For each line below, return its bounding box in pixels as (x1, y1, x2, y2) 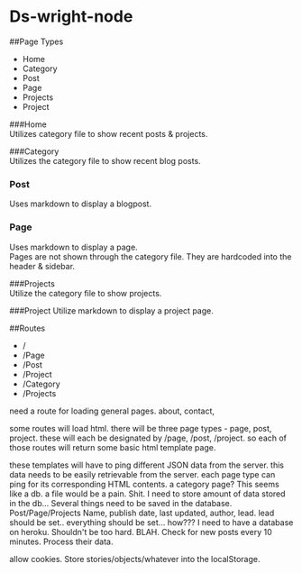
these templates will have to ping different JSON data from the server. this (9, 459, 285, 470)
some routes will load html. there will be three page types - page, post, (9, 423, 272, 433)
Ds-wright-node (9, 6, 133, 27)
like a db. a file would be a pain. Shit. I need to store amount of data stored (9, 488, 286, 499)
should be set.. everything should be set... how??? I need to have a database (9, 516, 294, 528)
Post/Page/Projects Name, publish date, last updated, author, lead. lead (9, 507, 275, 518)
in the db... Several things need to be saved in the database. (9, 497, 233, 508)
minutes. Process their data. (9, 536, 114, 547)
